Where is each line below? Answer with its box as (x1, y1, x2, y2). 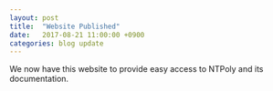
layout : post (9, 13, 59, 23)
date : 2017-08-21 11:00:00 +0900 (9, 30, 145, 39)
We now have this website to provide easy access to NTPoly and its (9, 64, 264, 75)
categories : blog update (9, 38, 104, 48)
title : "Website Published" (9, 22, 121, 31)
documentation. (9, 74, 69, 85)
